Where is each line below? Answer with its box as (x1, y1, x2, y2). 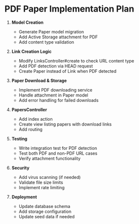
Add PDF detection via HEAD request (18, 63, 93, 69)
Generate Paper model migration (18, 29, 84, 34)
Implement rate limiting (18, 184, 65, 190)
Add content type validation (18, 39, 75, 45)
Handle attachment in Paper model (18, 92, 88, 98)
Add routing (18, 126, 43, 132)
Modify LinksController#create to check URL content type (18, 58, 134, 64)
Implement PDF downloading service (18, 87, 93, 93)
